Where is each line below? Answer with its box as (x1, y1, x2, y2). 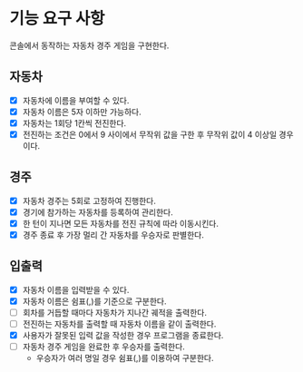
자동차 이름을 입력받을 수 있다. (22, 284, 130, 295)
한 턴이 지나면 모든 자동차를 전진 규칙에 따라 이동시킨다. (22, 218, 220, 229)
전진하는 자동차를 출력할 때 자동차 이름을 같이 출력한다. (22, 318, 217, 329)
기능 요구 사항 (9, 8, 105, 29)
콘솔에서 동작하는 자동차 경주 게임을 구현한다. (9, 40, 170, 51)
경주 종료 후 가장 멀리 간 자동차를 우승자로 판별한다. (22, 230, 204, 240)
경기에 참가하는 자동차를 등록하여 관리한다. (22, 206, 174, 218)
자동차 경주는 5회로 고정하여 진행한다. (22, 195, 156, 206)
